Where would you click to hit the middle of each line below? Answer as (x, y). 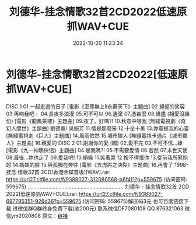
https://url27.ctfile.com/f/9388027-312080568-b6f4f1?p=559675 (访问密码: (97, 179)
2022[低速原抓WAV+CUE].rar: (42, 194)
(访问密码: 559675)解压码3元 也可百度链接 (133, 201)
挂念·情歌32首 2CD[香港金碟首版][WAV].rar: (58, 172)
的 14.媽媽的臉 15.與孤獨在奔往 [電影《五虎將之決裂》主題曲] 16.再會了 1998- (97, 164)
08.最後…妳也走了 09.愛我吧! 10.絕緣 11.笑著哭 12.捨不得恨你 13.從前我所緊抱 (97, 157)
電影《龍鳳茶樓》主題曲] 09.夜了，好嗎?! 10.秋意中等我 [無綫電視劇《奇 (101, 121)
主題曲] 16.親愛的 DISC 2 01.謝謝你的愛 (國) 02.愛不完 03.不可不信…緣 (99, 143)
